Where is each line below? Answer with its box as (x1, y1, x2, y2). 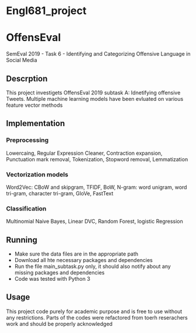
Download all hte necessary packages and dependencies (14, 257, 153, 264)
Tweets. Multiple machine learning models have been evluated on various (6, 95, 184, 102)
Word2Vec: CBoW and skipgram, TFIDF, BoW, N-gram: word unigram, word (6, 184, 187, 191)
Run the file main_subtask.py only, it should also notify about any (14, 263, 171, 270)
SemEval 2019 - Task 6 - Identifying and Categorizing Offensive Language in (6, 50, 191, 57)
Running (6, 235, 38, 244)
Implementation (6, 118, 66, 128)
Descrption (6, 73, 48, 83)
